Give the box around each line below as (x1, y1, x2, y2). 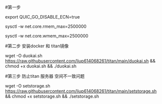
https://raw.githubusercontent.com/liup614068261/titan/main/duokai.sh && (5, 58, 156, 63)
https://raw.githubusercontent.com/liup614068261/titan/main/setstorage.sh (5, 88, 157, 94)
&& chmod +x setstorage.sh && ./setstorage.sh (5, 93, 99, 99)
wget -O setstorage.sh (5, 83, 50, 89)
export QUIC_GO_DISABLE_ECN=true (5, 14, 80, 20)
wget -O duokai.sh (5, 53, 43, 59)
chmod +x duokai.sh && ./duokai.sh (5, 63, 77, 69)
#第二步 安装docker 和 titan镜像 (5, 43, 69, 49)
